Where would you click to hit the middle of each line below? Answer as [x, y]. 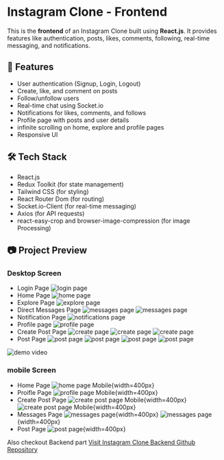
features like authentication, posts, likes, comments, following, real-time [109, 38]
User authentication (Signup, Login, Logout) [79, 84]
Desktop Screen [34, 273]
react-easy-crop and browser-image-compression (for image [103, 221]
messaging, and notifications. [49, 45]
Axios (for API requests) [51, 213]
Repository [22, 449]
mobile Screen [32, 370]
